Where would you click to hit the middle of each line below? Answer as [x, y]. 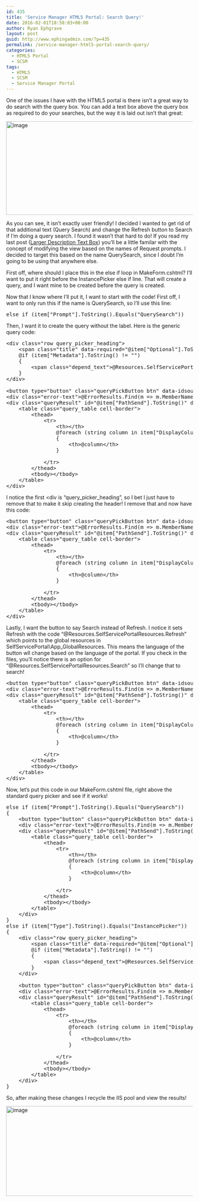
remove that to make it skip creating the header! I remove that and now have [99, 504]
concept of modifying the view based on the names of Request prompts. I [96, 248]
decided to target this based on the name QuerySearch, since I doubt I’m [95, 255]
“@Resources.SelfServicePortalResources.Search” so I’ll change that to [93, 665]
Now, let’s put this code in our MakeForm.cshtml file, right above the [89, 790]
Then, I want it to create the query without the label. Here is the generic [93, 326]
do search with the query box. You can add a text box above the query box [97, 107]
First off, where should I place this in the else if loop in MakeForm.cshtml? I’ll [99, 273]
